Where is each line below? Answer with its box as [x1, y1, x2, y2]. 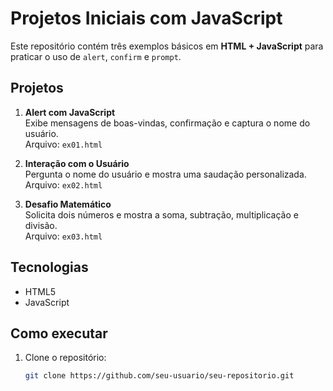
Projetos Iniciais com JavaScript [10, 7, 283, 30]
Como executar [10, 325, 108, 342]
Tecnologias [10, 259, 89, 276]
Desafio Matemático [24, 198, 112, 210]
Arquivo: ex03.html [24, 230, 103, 242]
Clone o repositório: [24, 352, 107, 364]
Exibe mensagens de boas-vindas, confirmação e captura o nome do [24, 117, 311, 129]
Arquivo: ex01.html [24, 138, 103, 150]
